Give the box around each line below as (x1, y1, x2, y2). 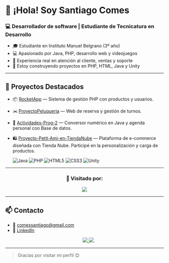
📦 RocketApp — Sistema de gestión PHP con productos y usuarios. (12, 96, 154, 102)
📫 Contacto (5, 206, 44, 215)
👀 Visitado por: (66, 175, 103, 182)
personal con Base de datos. (12, 125, 72, 131)
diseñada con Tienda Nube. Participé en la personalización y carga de (12, 142, 158, 148)
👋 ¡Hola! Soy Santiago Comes (5, 5, 130, 16)
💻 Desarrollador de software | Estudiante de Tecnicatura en (5, 23, 154, 30)
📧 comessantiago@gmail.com (12, 222, 74, 228)
